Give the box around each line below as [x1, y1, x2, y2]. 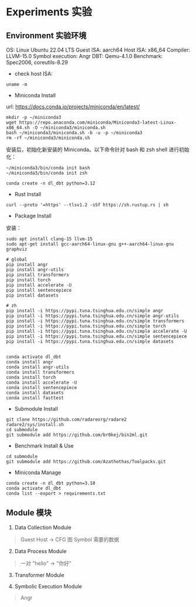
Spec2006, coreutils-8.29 [6, 59, 68, 66]
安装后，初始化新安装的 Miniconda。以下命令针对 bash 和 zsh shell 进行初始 [6, 146, 190, 153]
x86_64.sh [6, 125, 30, 131]
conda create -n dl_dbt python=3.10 [6, 480, 95, 486]
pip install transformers [6, 272, 69, 278]
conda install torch [6, 374, 57, 380]
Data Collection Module [14, 524, 71, 531]
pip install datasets [6, 292, 59, 298]
